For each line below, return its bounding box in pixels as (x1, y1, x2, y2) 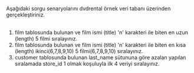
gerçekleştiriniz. (6, 11, 45, 18)
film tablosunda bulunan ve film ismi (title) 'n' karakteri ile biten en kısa (14, 41, 186, 48)
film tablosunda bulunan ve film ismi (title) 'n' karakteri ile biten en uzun (14, 29, 189, 36)
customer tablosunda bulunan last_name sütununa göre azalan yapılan (14, 54, 186, 61)
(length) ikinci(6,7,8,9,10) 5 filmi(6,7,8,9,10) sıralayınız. (14, 48, 143, 55)
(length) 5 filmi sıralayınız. (14, 35, 78, 42)
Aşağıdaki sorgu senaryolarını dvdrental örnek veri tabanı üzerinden (6, 5, 171, 12)
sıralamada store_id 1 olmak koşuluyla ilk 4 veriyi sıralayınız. (14, 60, 160, 67)
